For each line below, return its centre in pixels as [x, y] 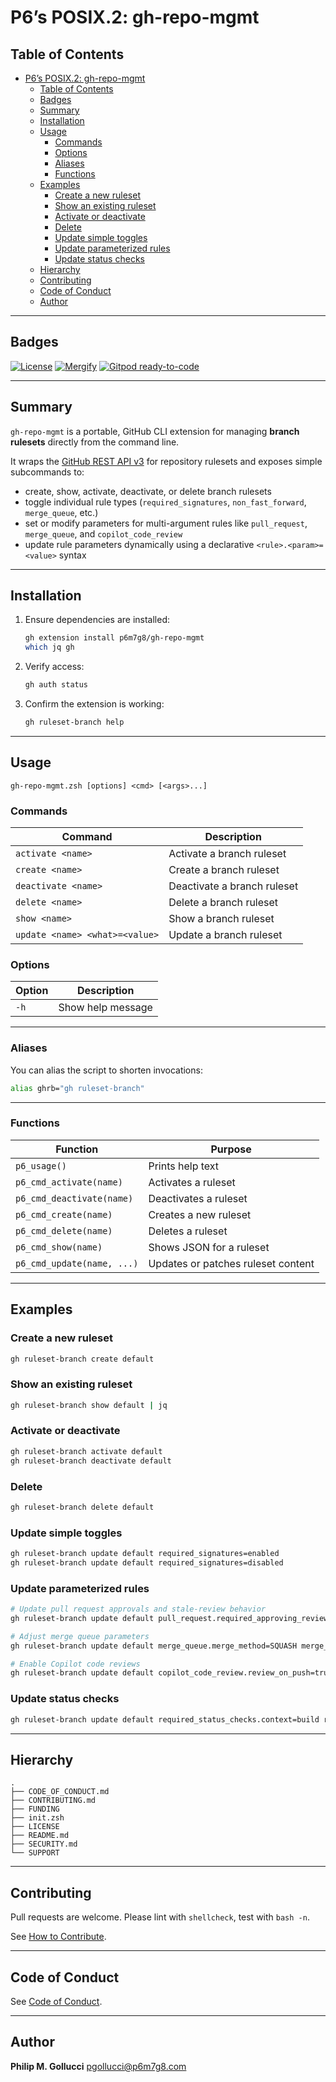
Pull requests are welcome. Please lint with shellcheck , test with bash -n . [160, 1917]
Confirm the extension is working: [94, 704]
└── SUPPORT [35, 1853]
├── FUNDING [35, 1809]
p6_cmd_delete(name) [64, 1230]
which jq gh [49, 647]
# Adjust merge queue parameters [80, 1636]
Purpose [231, 1149]
